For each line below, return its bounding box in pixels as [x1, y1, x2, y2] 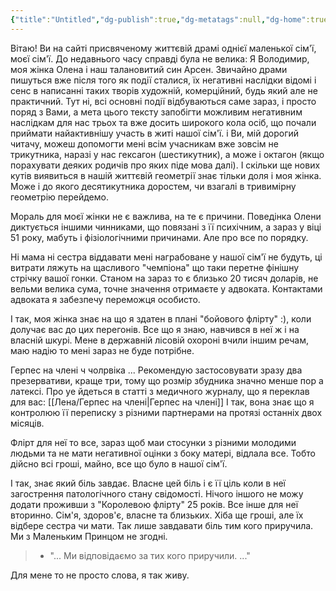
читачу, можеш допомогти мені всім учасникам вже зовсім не [10, 137, 279, 150]
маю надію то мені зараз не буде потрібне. [10, 344, 195, 356]
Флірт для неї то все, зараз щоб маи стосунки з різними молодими [10, 436, 297, 448]
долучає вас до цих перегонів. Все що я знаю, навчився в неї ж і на [10, 323, 300, 335]
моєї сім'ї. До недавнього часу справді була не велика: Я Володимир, [10, 52, 310, 65]
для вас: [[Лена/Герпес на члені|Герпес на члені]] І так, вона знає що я [10, 396, 315, 408]
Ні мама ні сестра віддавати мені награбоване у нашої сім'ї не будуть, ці [10, 251, 323, 263]
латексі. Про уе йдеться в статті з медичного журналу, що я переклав [10, 385, 310, 397]
